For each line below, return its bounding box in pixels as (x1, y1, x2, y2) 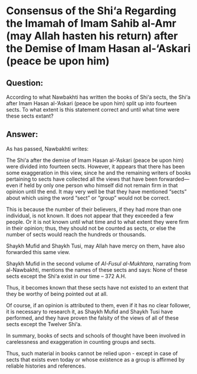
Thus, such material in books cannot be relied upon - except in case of (6, 350, 178, 357)
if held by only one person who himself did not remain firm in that (19, 181, 178, 188)
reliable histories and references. (6, 362, 86, 369)
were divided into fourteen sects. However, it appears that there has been (6, 162, 185, 170)
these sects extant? (6, 112, 54, 119)
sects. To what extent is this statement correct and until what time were (6, 106, 180, 113)
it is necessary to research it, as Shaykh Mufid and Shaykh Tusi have (6, 308, 173, 315)
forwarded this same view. (6, 248, 70, 255)
